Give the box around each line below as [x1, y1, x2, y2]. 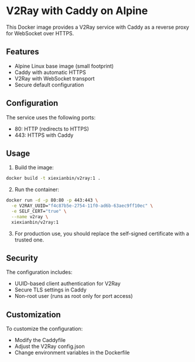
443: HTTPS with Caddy [14, 131, 74, 139]
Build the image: [14, 164, 54, 171]
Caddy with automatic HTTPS [14, 69, 86, 76]
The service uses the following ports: [6, 113, 95, 121]
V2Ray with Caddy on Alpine [6, 4, 148, 18]
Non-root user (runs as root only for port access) [14, 293, 133, 300]
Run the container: [14, 186, 60, 193]
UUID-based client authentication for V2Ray [14, 280, 121, 287]
